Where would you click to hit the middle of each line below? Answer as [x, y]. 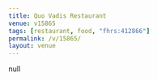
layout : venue [32, 46]
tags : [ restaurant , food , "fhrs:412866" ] [79, 31]
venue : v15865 [32, 23]
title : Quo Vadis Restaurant [57, 16]
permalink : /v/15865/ [45, 38]
